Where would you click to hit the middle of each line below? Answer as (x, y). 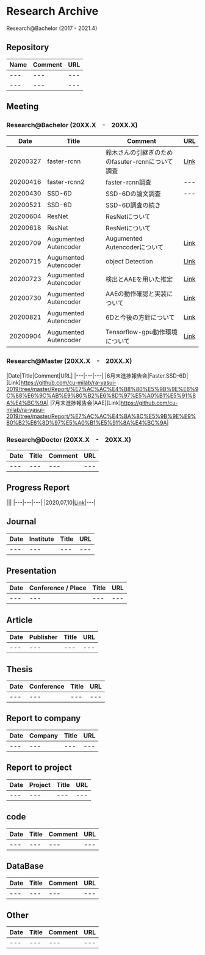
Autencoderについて (135, 247)
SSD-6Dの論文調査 (133, 194)
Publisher (44, 637)
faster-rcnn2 (66, 182)
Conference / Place (58, 588)
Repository (28, 47)
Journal (21, 521)
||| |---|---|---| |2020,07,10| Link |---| (51, 502)
